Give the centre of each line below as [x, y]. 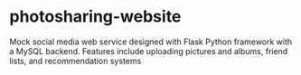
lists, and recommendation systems [75, 61]
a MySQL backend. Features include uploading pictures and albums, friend [149, 51]
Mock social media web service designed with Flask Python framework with [151, 42]
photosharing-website [95, 17]
